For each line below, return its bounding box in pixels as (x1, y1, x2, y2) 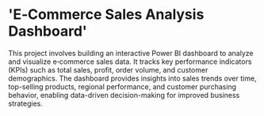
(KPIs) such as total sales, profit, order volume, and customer (8, 65, 209, 74)
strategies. (8, 99, 44, 108)
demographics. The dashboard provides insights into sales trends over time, (8, 73, 257, 83)
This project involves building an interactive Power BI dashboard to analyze (8, 48, 254, 58)
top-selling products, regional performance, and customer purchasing (8, 81, 236, 92)
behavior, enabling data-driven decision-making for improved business (8, 90, 240, 99)
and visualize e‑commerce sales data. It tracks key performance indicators (8, 57, 252, 66)
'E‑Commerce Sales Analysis (8, 6, 205, 24)
